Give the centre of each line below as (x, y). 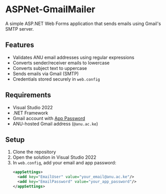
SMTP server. (20, 29)
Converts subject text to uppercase (50, 68)
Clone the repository (34, 152)
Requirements (28, 95)
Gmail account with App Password (49, 118)
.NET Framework (30, 113)
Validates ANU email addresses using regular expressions (73, 57)
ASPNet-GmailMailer (50, 9)
